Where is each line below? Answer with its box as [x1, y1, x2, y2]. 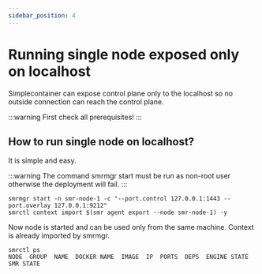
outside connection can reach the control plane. [8, 96, 164, 107]
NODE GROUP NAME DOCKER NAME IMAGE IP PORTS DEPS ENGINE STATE [8, 253, 249, 261]
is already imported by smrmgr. [8, 231, 110, 241]
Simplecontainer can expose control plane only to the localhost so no [8, 88, 234, 98]
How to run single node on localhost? [8, 135, 195, 148]
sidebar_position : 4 [8, 11, 77, 20]
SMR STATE [8, 260, 41, 268]
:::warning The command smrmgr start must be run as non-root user [8, 171, 231, 181]
